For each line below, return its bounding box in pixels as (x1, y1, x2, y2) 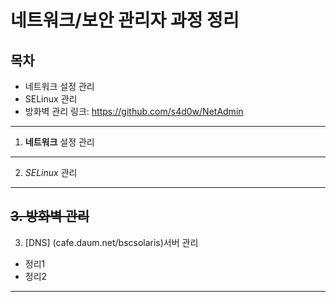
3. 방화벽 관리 (10, 208, 90, 225)
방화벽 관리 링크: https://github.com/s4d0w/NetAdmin (24, 106, 244, 117)
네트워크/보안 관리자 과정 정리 (10, 9, 240, 32)
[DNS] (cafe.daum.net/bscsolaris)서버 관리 (24, 236, 199, 248)
